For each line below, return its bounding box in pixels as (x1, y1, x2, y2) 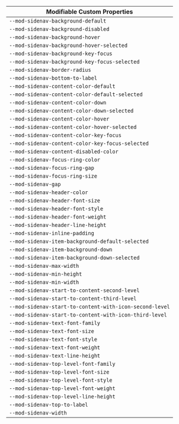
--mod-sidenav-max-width (9, 262, 79, 269)
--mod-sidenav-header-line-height (9, 222, 107, 228)
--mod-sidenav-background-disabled (9, 26, 110, 32)
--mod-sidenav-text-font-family (9, 320, 101, 326)
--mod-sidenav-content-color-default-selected (9, 91, 143, 97)
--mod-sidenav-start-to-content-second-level (9, 287, 140, 293)
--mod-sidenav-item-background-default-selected (9, 238, 149, 245)
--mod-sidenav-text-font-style (9, 336, 98, 343)
